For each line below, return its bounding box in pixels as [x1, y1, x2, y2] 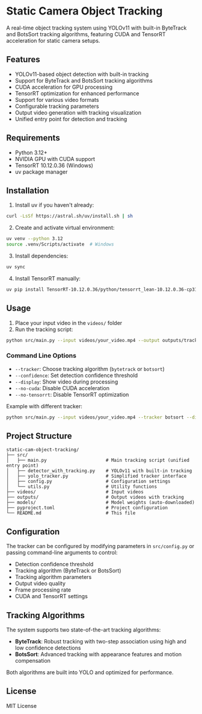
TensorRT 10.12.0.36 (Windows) [14, 162, 93, 169]
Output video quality [14, 580, 66, 587]
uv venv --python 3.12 [6, 236, 63, 242]
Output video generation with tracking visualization [14, 109, 141, 116]
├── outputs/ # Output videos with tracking [6, 494, 185, 501]
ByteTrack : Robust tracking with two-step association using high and [14, 638, 186, 645]
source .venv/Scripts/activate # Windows [6, 241, 114, 248]
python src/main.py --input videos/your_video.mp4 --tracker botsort [6, 414, 185, 420]
